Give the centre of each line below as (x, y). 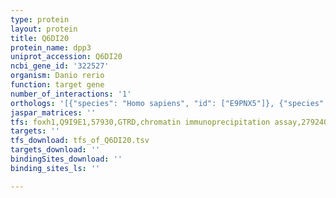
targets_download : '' (55, 150)
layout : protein (44, 29)
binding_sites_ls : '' (55, 168)
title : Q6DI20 (40, 38)
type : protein (40, 19)
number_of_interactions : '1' (71, 94)
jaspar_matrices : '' (53, 112)
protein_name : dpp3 (51, 47)
